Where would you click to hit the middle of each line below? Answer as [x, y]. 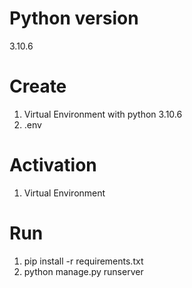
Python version [74, 18]
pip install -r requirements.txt [83, 261]
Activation [53, 165]
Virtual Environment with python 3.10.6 [103, 114]
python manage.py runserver [83, 271]
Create [38, 86]
